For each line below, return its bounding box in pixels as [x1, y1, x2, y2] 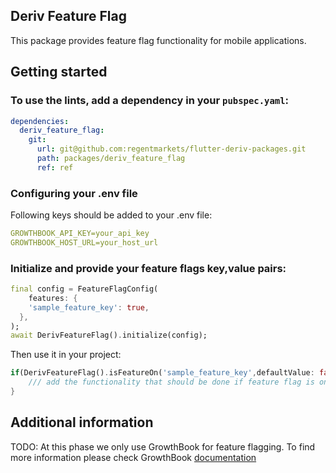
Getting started [10, 64, 108, 81]
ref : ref [36, 162, 74, 173]
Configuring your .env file [10, 186, 138, 200]
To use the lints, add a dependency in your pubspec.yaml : [10, 94, 289, 108]
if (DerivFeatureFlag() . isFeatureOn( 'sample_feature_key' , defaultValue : [10, 368, 315, 378]
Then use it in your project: [10, 349, 122, 361]
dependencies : [10, 116, 70, 126]
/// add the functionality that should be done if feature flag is [28, 377, 315, 388]
